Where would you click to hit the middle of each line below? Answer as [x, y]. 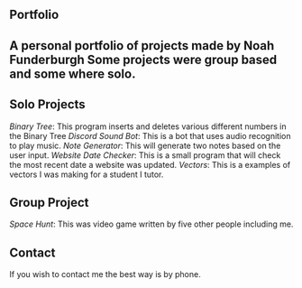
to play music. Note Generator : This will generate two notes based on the [145, 145]
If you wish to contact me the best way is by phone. [105, 274]
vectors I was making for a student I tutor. [87, 174]
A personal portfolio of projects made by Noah [142, 46]
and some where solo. [73, 74]
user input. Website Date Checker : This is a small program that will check [145, 155]
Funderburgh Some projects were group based [143, 59]
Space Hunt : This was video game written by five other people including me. [151, 224]
